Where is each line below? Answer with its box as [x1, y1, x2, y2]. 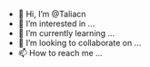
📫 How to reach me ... [17, 48, 103, 58]
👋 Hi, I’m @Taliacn [17, 9, 86, 19]
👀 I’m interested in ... [17, 18, 95, 29]
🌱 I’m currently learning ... [17, 28, 115, 38]
